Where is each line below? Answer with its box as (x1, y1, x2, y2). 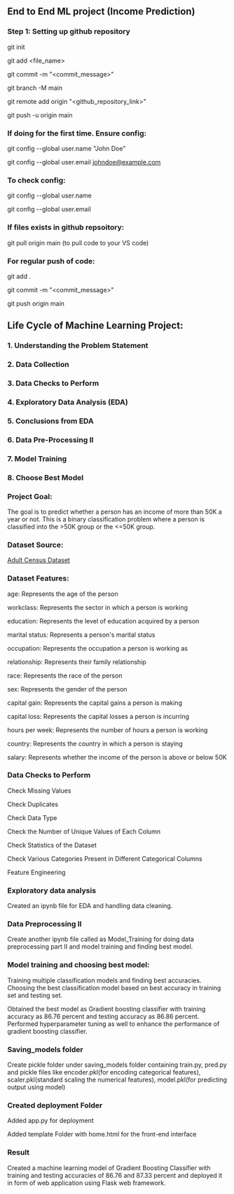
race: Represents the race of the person (7, 671, 123, 680)
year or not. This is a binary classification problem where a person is (7, 514, 205, 523)
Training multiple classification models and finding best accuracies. (7, 976, 202, 985)
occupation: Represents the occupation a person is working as (7, 644, 188, 652)
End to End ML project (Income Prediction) (7, 6, 195, 18)
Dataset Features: (7, 573, 69, 583)
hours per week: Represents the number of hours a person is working (7, 725, 208, 734)
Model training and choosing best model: (7, 960, 150, 970)
